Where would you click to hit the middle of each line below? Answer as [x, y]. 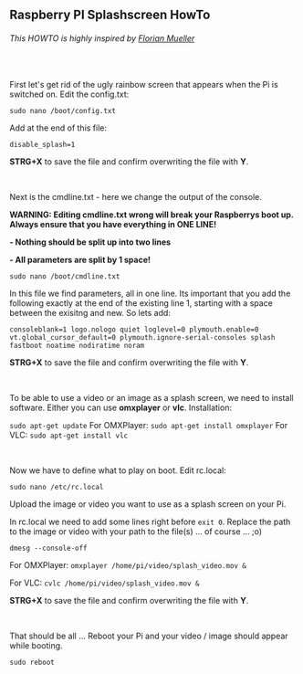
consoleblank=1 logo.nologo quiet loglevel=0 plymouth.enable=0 [134, 329]
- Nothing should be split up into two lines [90, 242]
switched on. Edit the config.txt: [69, 94]
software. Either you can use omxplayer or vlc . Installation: [121, 407]
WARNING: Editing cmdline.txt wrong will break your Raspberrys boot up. [151, 215]
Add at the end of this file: [58, 128]
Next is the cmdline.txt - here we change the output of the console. [136, 196]
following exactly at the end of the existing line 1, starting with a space [141, 303]
